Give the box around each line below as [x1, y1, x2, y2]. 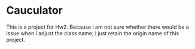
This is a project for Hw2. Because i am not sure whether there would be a [6, 23, 190, 30]
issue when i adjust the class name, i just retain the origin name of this [6, 29, 179, 36]
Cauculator [6, 4, 63, 17]
